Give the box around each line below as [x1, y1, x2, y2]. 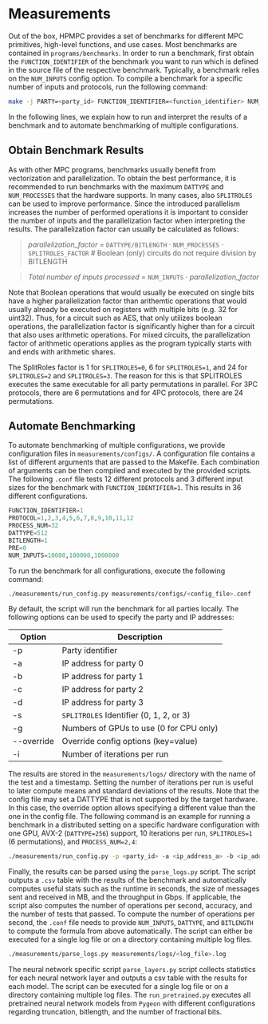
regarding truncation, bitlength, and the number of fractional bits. [8, 1007, 223, 1017]
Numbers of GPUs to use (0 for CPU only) [61, 723, 219, 734]
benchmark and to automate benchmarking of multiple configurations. [8, 121, 239, 130]
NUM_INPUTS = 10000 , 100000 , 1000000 [8, 552, 120, 559]
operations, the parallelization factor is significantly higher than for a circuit [8, 321, 255, 331]
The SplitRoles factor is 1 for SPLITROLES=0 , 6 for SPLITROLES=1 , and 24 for [8, 362, 248, 372]
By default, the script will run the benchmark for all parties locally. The [8, 604, 239, 614]
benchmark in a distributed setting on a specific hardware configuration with [8, 820, 260, 830]
